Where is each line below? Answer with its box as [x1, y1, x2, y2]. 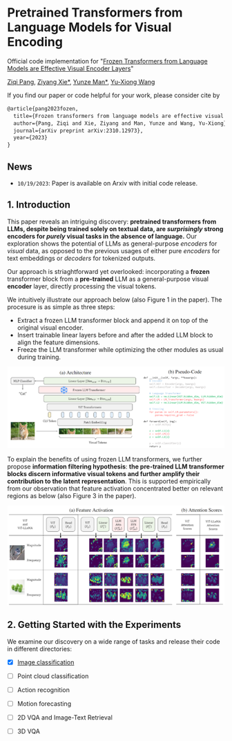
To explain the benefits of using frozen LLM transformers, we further [7, 455, 202, 463]
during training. [17, 353, 61, 361]
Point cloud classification [17, 671, 89, 680]
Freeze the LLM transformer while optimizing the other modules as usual [17, 345, 224, 353]
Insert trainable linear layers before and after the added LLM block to [17, 330, 213, 339]
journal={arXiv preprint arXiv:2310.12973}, [13, 127, 144, 134]
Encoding [7, 34, 64, 50]
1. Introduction [7, 199, 70, 211]
